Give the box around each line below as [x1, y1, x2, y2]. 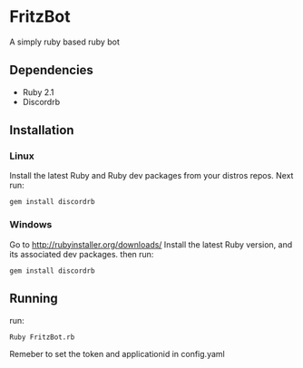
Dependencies [9, 63, 93, 78]
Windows [9, 218, 53, 231]
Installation [9, 122, 74, 138]
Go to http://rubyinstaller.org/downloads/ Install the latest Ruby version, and [9, 238, 293, 250]
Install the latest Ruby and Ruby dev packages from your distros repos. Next [9, 170, 294, 181]
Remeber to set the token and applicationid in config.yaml [9, 348, 225, 359]
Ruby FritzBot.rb [9, 333, 75, 342]
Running [9, 291, 59, 306]
